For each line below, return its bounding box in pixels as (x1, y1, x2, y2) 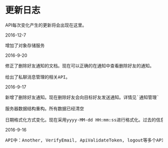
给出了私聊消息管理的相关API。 (5, 74, 70, 80)
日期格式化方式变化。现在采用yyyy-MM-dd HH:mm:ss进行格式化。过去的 (5, 117, 156, 122)
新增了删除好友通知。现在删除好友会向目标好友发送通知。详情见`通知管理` (5, 94, 159, 100)
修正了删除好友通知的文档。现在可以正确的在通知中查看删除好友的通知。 (5, 63, 154, 68)
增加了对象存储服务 (5, 42, 45, 48)
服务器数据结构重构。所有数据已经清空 (5, 105, 84, 111)
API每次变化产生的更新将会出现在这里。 (5, 22, 87, 28)
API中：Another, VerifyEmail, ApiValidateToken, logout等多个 (5, 137, 156, 143)
